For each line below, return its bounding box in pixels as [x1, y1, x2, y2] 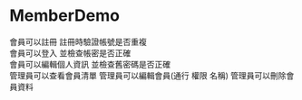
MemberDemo [9, 5, 121, 26]
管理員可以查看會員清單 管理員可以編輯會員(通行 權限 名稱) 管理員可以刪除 [9, 69, 287, 81]
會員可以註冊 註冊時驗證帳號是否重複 [9, 36, 147, 47]
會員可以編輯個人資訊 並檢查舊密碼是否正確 [9, 59, 170, 69]
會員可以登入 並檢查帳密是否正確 [9, 47, 132, 59]
